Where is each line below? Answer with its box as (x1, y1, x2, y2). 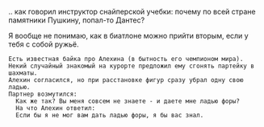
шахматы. (8, 69, 38, 77)
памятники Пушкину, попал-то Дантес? (8, 15, 145, 25)
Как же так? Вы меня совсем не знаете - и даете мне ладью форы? (15, 97, 241, 105)
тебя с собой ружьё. (8, 39, 79, 49)
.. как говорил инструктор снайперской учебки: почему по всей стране (8, 7, 256, 16)
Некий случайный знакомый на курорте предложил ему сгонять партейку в (8, 62, 254, 70)
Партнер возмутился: (8, 90, 78, 98)
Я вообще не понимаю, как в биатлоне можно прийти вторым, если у (8, 31, 249, 40)
